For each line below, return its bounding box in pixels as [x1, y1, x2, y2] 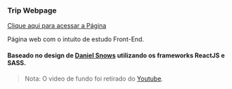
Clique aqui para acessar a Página [7, 22, 107, 30]
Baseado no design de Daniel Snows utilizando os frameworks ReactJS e [7, 51, 226, 60]
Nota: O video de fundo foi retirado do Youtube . [24, 74, 164, 83]
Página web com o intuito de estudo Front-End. [7, 35, 145, 43]
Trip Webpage [7, 6, 57, 15]
